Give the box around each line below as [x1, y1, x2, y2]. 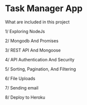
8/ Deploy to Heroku [5, 94, 45, 100]
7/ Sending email [5, 85, 39, 90]
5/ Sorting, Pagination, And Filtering [5, 66, 76, 72]
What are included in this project [5, 19, 70, 25]
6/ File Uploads [5, 75, 35, 81]
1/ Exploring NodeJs [5, 28, 45, 34]
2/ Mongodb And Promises [5, 37, 59, 44]
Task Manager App [5, 3, 83, 14]
